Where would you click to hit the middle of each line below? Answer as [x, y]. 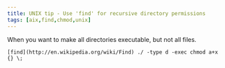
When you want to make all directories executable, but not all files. [102, 39]
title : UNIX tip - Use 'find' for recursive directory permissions [107, 13]
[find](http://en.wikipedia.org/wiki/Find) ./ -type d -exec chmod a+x [112, 52]
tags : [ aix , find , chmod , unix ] [49, 20]
